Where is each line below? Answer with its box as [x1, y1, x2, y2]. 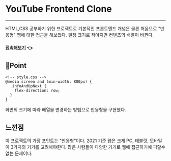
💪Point [5, 61, 27, 70]
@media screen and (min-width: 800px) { [5, 79, 93, 84]
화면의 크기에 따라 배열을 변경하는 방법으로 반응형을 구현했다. [5, 107, 126, 113]
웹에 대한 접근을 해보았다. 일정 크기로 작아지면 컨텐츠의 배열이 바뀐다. [17, 32, 154, 38]
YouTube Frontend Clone [5, 3, 112, 15]
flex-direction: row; [14, 88, 60, 94]
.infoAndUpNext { [10, 84, 47, 89]
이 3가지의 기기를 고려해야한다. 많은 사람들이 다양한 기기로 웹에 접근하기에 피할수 [5, 144, 165, 150]
